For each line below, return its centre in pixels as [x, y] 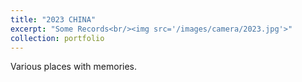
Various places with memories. [74, 67]
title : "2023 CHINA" [53, 19]
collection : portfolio [57, 38]
